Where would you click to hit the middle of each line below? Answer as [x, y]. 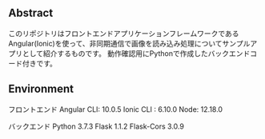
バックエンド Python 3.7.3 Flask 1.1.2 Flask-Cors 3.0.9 [96, 126]
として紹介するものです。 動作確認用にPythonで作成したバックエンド [136, 53]
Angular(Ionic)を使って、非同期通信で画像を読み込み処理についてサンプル [129, 43]
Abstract [31, 13]
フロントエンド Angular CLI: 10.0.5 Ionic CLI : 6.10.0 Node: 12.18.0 [115, 109]
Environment [41, 89]
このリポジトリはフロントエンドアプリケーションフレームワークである [124, 33]
